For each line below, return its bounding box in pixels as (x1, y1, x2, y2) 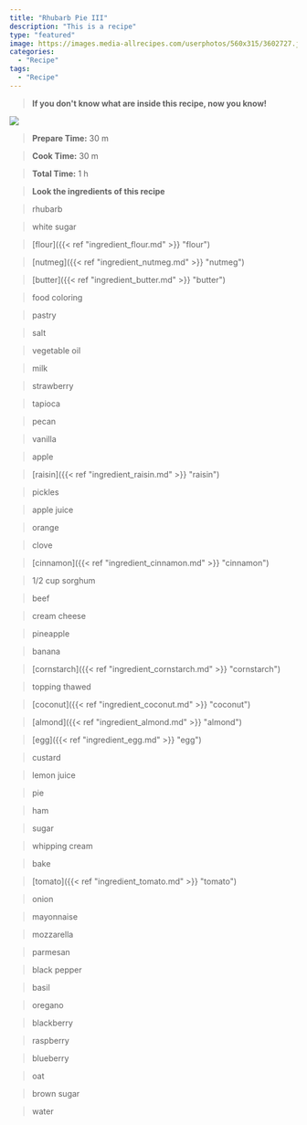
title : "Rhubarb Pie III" (9, 13, 108, 23)
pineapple (31, 627, 70, 639)
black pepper (31, 964, 82, 975)
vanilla (31, 433, 57, 444)
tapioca (31, 398, 61, 409)
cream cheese (31, 610, 87, 621)
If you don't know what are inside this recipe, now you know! (31, 98, 268, 109)
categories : (9, 47, 55, 57)
